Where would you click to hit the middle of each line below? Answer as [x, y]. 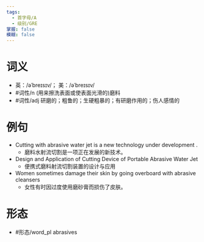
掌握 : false [20, 29]
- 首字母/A [24, 18]
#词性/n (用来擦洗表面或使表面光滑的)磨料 [68, 93]
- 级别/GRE [25, 23]
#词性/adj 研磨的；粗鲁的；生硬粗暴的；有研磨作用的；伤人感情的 [97, 100]
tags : [13, 12]
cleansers [27, 180]
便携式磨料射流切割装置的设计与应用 [70, 166]
